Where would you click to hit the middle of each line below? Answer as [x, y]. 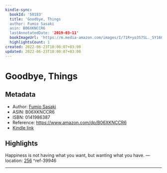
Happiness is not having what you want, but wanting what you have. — [78, 156]
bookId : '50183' [26, 14]
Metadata [20, 94]
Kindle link [23, 128]
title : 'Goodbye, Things [35, 19]
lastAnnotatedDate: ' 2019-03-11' [44, 33]
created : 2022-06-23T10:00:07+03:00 [43, 47]
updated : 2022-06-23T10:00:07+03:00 [43, 51]
